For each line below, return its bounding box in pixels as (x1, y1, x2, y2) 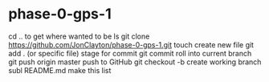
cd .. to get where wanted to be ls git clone (8, 31, 150, 41)
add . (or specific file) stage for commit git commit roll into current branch (8, 48, 252, 58)
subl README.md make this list (8, 65, 112, 75)
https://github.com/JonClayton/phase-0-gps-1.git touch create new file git (8, 39, 255, 49)
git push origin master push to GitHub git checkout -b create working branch (8, 57, 262, 67)
